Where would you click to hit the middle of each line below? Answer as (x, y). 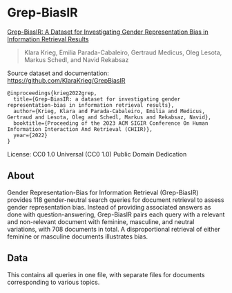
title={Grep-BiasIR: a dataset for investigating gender (97, 99)
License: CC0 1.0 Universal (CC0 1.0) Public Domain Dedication (97, 154)
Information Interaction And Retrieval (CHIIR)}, (80, 129)
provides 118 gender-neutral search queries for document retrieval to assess (116, 200)
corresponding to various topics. (54, 282)
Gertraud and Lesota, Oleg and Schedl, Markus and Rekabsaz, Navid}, (109, 117)
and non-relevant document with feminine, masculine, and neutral (101, 221)
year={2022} (31, 135)
